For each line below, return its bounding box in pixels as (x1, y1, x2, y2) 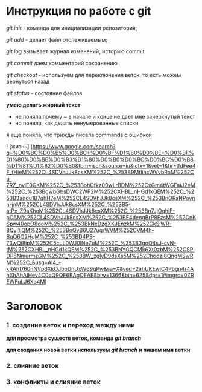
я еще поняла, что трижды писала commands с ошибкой (6, 131, 153, 138)
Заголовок (6, 299, 62, 313)
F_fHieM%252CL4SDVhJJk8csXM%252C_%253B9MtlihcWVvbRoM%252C (6, 168, 194, 176)
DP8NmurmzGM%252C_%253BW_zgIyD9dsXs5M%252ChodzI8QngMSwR (6, 252, 194, 259)
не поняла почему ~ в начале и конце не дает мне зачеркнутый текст (14, 113, 195, 120)
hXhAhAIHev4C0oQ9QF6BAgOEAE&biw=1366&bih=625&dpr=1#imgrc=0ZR (6, 271, 194, 279)
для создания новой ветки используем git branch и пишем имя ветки (6, 347, 191, 354)
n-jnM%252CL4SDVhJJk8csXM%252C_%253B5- (6, 201, 131, 208)
